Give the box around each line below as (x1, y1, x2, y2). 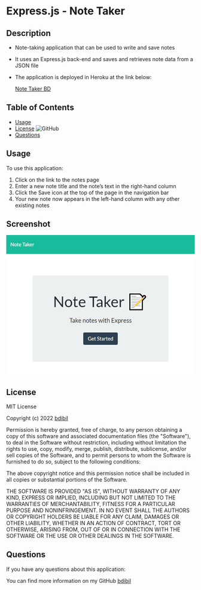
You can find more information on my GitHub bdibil (6, 577, 132, 584)
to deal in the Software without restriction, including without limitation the (6, 439, 187, 446)
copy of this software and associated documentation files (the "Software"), (6, 432, 191, 440)
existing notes (14, 201, 50, 209)
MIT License (6, 403, 37, 410)
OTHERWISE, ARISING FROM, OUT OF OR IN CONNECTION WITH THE (6, 526, 181, 533)
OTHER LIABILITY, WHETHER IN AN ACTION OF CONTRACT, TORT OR (6, 519, 181, 526)
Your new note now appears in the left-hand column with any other (14, 195, 180, 202)
